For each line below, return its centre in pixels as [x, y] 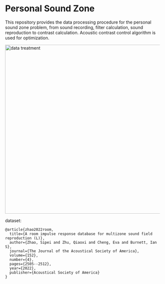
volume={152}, [24, 255]
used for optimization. [27, 38]
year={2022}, [23, 268]
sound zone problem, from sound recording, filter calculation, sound [74, 27]
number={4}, [22, 259]
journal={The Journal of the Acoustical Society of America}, [74, 251]
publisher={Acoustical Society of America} [55, 272]
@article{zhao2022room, [29, 229]
